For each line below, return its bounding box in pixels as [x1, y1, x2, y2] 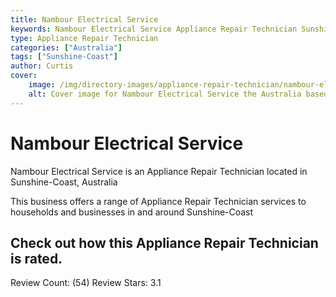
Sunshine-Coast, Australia [10, 176, 118, 188]
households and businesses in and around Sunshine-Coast [10, 206, 254, 218]
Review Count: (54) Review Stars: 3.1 [10, 277, 162, 289]
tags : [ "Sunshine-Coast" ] [10, 52, 118, 62]
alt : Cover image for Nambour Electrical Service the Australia [28, 89, 302, 99]
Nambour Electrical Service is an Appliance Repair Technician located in [10, 165, 308, 177]
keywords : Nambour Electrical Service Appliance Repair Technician [10, 24, 298, 34]
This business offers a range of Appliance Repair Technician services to [10, 195, 307, 207]
